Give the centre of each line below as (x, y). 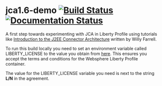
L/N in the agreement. (27, 78)
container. (16, 64)
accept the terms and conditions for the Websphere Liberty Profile (72, 58)
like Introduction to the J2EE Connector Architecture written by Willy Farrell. (81, 39)
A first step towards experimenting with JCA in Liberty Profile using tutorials (81, 34)
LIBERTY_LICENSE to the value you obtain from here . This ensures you (76, 54)
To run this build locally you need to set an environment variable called (76, 48)
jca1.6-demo (31, 10)
